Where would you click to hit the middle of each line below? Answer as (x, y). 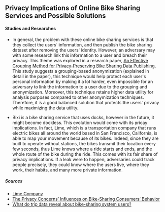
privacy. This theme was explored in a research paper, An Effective (80, 60)
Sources (14, 181)
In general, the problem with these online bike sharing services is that (83, 40)
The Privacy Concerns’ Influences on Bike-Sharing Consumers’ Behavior (86, 199)
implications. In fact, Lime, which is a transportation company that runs (84, 127)
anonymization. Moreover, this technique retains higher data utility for (83, 92)
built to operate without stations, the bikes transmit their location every (84, 143)
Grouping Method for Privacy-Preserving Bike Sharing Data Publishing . (84, 66)
